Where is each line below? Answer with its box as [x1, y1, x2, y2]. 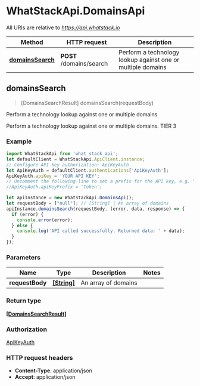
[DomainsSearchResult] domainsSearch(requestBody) [20, 99, 154, 106]
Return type [6, 297, 42, 305]
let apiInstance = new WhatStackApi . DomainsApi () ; [6, 195, 135, 201]
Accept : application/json [14, 373, 76, 381]
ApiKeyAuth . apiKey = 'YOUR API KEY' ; [6, 173, 100, 179]
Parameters [6, 253, 40, 261]
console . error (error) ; [17, 217, 73, 223]
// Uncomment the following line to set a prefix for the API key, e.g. [6, 178, 190, 184]
